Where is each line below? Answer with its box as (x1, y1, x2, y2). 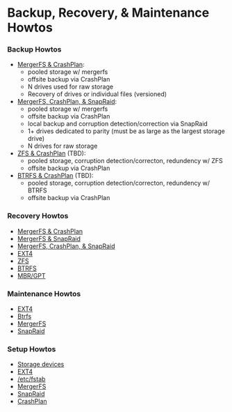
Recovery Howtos (7, 211, 69, 221)
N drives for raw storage (27, 142, 98, 151)
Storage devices (17, 360, 65, 369)
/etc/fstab (17, 375, 46, 383)
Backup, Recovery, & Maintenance (7, 5, 210, 21)
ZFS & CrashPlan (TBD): (17, 149, 86, 158)
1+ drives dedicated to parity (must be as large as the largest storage (27, 127, 226, 135)
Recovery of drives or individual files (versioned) (27, 90, 167, 98)
